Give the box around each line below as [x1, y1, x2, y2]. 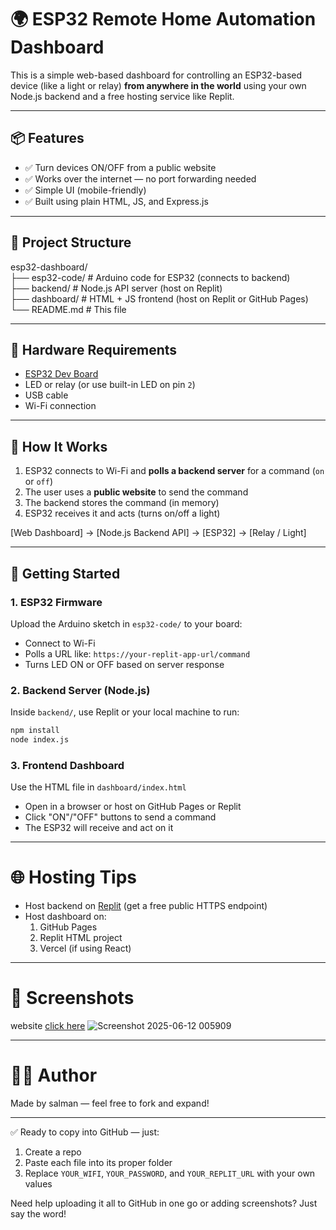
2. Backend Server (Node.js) [10, 683, 151, 697]
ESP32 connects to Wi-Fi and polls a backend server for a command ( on [24, 465, 325, 477]
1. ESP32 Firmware [10, 595, 103, 609]
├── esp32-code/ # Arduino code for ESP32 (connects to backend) [10, 271, 291, 283]
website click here [10, 1020, 86, 1032]
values [24, 1178, 53, 1190]
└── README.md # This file [10, 303, 127, 315]
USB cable [24, 389, 69, 401]
